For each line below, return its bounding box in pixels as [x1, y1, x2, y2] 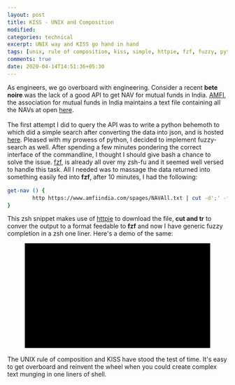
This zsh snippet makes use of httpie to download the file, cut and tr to [7, 215, 212, 223]
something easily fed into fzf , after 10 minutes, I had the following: [7, 173, 198, 181]
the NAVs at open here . [7, 105, 74, 114]
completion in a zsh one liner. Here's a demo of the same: [7, 229, 173, 238]
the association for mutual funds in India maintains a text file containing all [7, 98, 221, 107]
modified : [7, 26, 36, 33]
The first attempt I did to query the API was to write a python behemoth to [7, 120, 220, 129]
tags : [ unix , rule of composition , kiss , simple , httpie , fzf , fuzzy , [7, 48, 218, 55]
